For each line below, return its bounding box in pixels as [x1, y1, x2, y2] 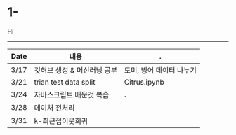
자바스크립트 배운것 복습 [34, 90, 110, 99]
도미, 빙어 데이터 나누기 [124, 65, 197, 75]
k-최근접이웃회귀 [34, 116, 88, 126]
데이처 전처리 [34, 103, 75, 113]
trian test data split [34, 77, 96, 87]
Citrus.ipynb [124, 77, 164, 87]
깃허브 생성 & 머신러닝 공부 [34, 65, 118, 75]
